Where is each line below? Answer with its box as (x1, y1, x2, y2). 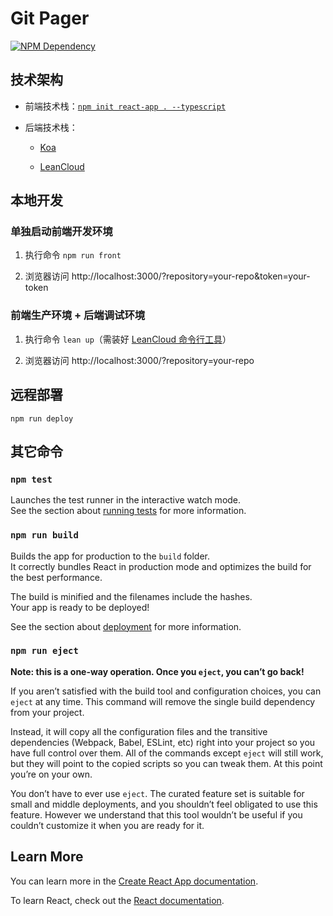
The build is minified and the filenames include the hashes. (10, 590, 253, 602)
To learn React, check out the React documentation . (10, 894, 225, 906)
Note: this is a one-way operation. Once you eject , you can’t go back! (10, 665, 305, 677)
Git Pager (10, 7, 90, 30)
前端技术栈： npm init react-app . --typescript (24, 100, 227, 112)
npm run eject (10, 645, 79, 657)
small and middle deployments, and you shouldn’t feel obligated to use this (10, 798, 318, 810)
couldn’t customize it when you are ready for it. (10, 819, 205, 831)
